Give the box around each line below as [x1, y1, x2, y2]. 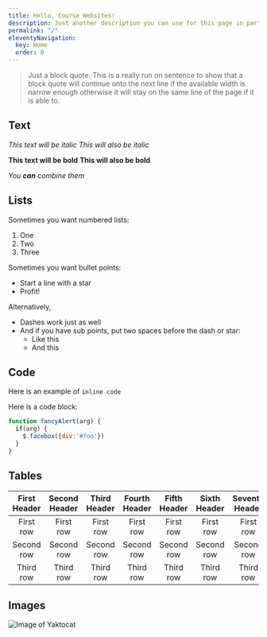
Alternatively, [8, 301, 52, 311]
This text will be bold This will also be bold [8, 155, 151, 165]
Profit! [19, 286, 41, 296]
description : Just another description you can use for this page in [8, 19, 244, 27]
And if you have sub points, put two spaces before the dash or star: [19, 325, 241, 335]
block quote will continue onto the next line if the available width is [27, 79, 246, 88]
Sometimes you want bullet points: [8, 262, 122, 272]
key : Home [15, 41, 48, 49]
